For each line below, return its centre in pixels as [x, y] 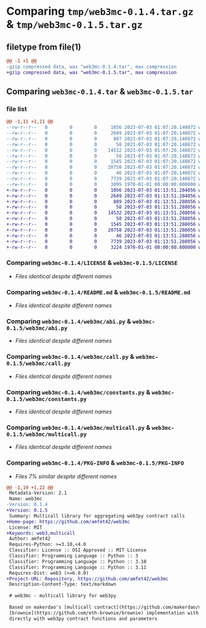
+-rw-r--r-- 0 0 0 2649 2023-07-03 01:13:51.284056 [101, 196]
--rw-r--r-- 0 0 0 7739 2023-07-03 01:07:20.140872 [101, 179]
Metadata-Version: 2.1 [38, 493]
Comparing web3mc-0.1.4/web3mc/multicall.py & [78, 427]
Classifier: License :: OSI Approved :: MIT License [78, 550]
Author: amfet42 [30, 539]
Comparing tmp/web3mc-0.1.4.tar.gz [100, 11]
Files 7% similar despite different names [66, 476]
